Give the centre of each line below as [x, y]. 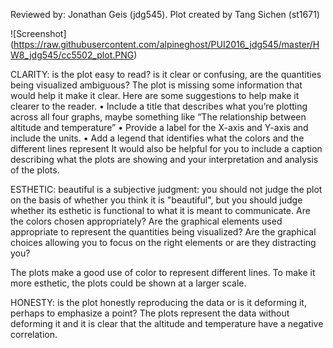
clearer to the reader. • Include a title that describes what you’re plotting [159, 106]
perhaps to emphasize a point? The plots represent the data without [150, 313]
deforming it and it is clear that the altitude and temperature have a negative [167, 323]
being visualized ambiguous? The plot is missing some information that [156, 85]
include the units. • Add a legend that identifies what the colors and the [157, 138]
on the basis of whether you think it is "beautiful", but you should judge [156, 200]
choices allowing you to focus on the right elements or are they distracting [163, 242]
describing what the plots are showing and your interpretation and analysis [164, 159]
